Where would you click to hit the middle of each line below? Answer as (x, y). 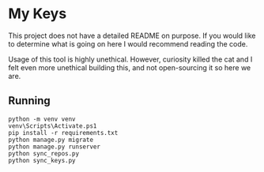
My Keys (38, 14)
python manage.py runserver (55, 147)
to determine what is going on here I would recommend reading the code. (128, 43)
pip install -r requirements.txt (63, 133)
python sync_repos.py (44, 153)
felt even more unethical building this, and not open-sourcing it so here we (130, 67)
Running (30, 101)
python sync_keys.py (42, 160)
